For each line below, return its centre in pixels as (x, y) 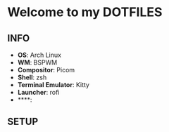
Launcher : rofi (38, 92)
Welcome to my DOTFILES (85, 12)
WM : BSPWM (37, 62)
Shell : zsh (32, 77)
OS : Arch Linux (39, 55)
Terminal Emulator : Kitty (54, 85)
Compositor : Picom (46, 70)
